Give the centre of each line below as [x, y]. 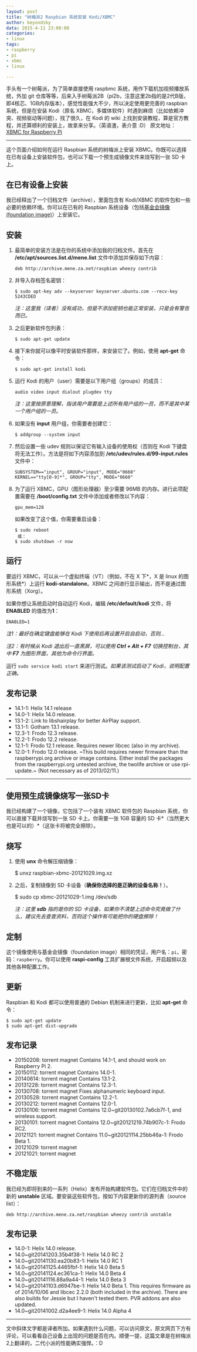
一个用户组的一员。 [38, 411]
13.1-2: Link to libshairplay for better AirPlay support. [78, 720]
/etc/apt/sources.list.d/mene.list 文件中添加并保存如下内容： [90, 257]
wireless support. [35, 1116]
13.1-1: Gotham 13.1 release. [47, 727]
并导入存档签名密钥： [40, 280]
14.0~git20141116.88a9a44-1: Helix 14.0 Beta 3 [70, 1280]
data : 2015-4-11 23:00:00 [38, 28]
